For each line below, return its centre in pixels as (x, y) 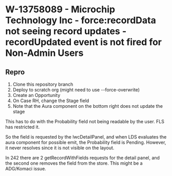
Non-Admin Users (44, 53)
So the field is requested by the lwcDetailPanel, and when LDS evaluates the (86, 137)
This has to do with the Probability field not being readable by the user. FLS (85, 121)
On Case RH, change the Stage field (51, 101)
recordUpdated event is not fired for (84, 42)
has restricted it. (23, 127)
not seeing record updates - (66, 31)
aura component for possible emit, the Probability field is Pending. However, (86, 142)
